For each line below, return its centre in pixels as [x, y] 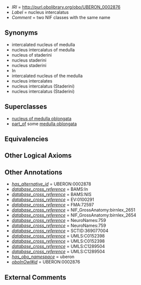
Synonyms [21, 33]
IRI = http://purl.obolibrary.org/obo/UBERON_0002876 [66, 7]
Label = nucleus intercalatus [40, 12]
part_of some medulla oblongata [44, 124]
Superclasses [26, 107]
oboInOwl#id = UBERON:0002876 [46, 262]
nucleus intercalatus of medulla [43, 50]
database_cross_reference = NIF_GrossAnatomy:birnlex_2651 [73, 210]
